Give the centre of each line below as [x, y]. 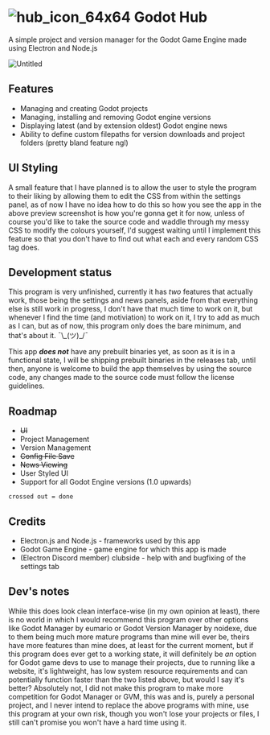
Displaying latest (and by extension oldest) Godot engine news [123, 126]
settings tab [40, 566]
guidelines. [27, 386]
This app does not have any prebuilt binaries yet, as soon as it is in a [122, 352]
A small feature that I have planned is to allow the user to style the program [133, 187]
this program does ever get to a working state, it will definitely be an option [133, 654]
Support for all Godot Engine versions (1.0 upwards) [105, 482]
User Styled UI [44, 473]
